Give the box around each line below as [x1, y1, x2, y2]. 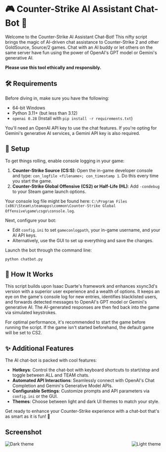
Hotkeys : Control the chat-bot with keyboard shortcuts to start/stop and [12, 367, 160, 373]
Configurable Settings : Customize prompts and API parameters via [12, 388, 150, 394]
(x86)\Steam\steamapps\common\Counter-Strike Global [5, 203, 116, 208]
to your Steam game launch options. [12, 189, 86, 194]
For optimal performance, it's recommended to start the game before [5, 319, 146, 325]
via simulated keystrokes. [5, 310, 57, 316]
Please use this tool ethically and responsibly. [5, 65, 101, 70]
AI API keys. [12, 232, 37, 238]
